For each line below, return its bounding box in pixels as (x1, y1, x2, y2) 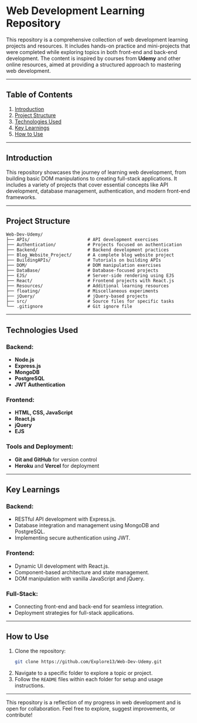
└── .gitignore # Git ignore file (6, 304, 133, 310)
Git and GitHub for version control (14, 456, 97, 463)
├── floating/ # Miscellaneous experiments (6, 288, 159, 294)
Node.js (14, 356, 35, 363)
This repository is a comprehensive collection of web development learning (6, 36, 188, 43)
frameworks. (6, 193, 37, 200)
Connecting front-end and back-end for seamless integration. (14, 602, 164, 610)
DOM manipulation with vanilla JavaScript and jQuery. (14, 575, 145, 582)
